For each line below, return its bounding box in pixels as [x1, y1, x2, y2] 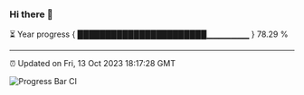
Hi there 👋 [9, 8, 54, 21]
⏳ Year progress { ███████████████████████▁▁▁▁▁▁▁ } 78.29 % [9, 29, 289, 39]
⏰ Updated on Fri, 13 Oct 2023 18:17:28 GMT [9, 58, 176, 69]
